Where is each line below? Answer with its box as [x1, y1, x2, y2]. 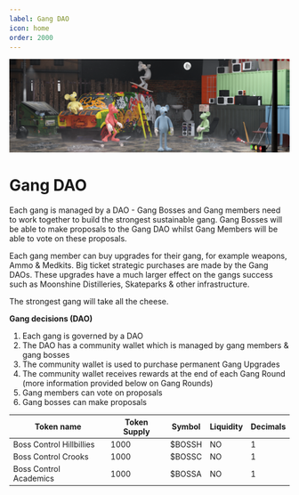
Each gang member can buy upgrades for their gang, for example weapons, [9, 250, 287, 262]
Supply [123, 426, 150, 436]
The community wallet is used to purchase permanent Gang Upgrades [21, 359, 280, 369]
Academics [12, 473, 55, 484]
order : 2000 [9, 33, 53, 42]
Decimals [250, 421, 287, 432]
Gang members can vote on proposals [21, 387, 163, 398]
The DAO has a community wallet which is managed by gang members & [21, 340, 289, 351]
